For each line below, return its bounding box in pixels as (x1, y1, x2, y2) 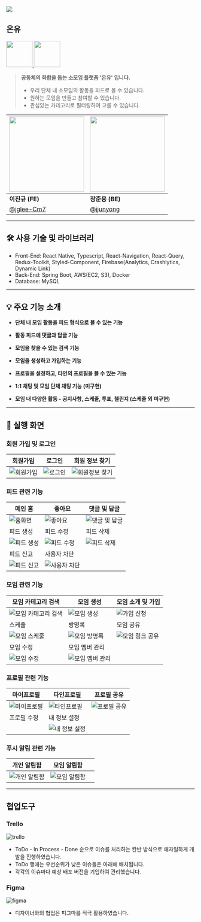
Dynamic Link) (14, 265, 51, 272)
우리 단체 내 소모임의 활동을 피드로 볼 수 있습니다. (29, 86, 145, 93)
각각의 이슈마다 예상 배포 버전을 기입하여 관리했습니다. (14, 868, 142, 875)
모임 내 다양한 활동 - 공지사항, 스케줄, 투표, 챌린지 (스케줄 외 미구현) (14, 395, 170, 403)
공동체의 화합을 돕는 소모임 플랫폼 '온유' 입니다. (20, 74, 130, 81)
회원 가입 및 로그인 (6, 440, 56, 448)
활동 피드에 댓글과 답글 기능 (14, 332, 78, 339)
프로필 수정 (9, 714, 39, 722)
